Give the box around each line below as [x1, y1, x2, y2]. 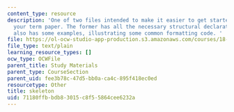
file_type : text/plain [7, 42, 73, 49]
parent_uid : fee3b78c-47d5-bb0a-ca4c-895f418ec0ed [7, 74, 157, 82]
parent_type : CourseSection [7, 68, 89, 75]
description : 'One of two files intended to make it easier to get [7, 17, 208, 24]
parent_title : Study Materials [7, 62, 98, 69]
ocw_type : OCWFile [7, 56, 61, 63]
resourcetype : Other [7, 81, 68, 88]
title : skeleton [7, 88, 54, 95]
